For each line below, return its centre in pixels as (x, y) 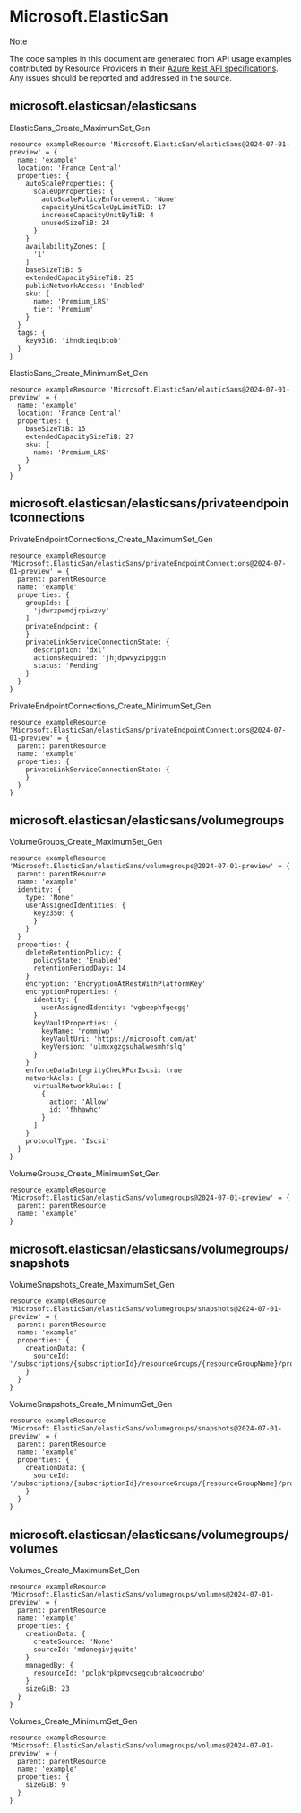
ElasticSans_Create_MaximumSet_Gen (80, 128)
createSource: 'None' (73, 1641)
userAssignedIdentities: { (76, 906)
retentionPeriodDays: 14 (79, 968)
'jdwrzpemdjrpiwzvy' (71, 611)
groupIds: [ (47, 603)
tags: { (32, 333)
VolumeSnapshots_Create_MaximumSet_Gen (92, 1285)
